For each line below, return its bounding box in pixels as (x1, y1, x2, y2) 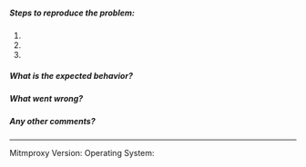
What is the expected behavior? (9, 70, 134, 81)
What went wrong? (9, 93, 84, 103)
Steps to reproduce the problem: (9, 7, 135, 18)
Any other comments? (9, 116, 96, 127)
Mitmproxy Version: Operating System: (9, 147, 155, 158)
